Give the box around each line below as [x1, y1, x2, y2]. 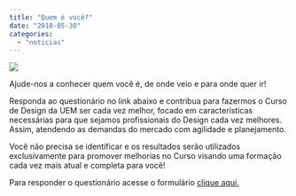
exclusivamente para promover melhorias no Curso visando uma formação [9, 151, 282, 161]
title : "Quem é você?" [9, 12, 93, 22]
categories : [9, 29, 53, 38]
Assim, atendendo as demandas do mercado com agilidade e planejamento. [9, 124, 286, 135]
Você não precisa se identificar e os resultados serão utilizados [9, 141, 241, 152]
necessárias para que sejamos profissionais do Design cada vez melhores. [9, 114, 283, 125]
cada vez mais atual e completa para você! [9, 161, 166, 171]
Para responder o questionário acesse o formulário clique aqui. [9, 177, 239, 188]
